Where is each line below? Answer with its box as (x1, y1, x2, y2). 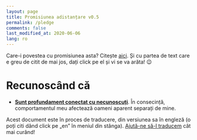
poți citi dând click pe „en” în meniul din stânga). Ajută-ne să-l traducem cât (6, 122, 191, 129)
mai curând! (6, 128, 35, 135)
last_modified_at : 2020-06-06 (6, 31, 81, 36)
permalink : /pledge (6, 19, 54, 25)
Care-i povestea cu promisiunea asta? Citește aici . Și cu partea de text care (6, 52, 190, 59)
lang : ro (6, 36, 28, 42)
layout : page (6, 8, 38, 15)
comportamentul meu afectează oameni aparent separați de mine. (14, 104, 176, 112)
